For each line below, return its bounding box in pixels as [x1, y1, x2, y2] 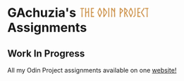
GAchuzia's [7, 5, 76, 21]
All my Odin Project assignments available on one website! [7, 66, 177, 74]
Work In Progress [7, 47, 85, 59]
